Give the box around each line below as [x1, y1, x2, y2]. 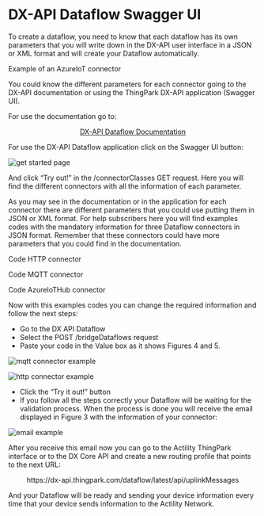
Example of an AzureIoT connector [8, 63, 121, 73]
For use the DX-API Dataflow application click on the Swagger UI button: [8, 142, 243, 151]
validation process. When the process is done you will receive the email [19, 403, 253, 413]
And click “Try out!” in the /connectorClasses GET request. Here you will [8, 173, 244, 182]
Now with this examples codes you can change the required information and [8, 300, 257, 310]
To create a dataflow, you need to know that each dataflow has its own [8, 32, 239, 41]
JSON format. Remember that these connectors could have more [8, 230, 220, 239]
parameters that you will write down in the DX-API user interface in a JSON [8, 40, 252, 49]
